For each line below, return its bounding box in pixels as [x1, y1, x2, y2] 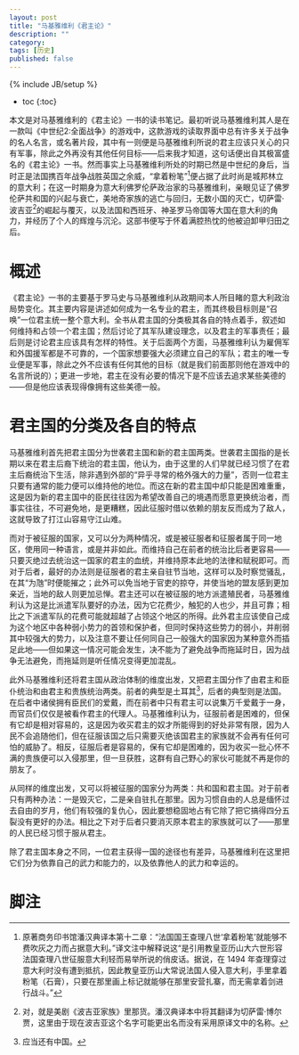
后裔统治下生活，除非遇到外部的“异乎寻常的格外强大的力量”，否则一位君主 [16, 470, 289, 480]
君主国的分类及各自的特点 [9, 416, 198, 437]
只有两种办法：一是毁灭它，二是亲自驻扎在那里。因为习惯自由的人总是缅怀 [9, 794, 282, 805]
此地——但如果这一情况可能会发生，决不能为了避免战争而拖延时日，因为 [16, 644, 282, 655]
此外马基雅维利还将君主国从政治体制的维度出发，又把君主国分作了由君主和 [9, 675, 282, 685]
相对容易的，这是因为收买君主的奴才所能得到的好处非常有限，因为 [39, 719, 282, 730]
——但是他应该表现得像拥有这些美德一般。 [9, 381, 166, 392]
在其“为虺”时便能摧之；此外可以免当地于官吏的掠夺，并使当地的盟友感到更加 [9, 577, 289, 588]
